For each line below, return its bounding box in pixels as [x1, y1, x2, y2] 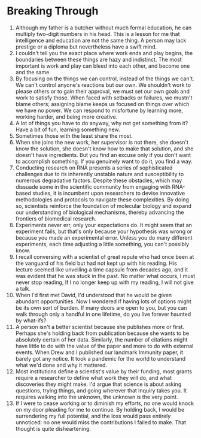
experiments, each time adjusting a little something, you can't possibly [15, 240, 190, 247]
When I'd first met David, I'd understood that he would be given [15, 291, 172, 298]
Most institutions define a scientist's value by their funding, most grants [15, 367, 192, 375]
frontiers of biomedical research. [15, 215, 97, 222]
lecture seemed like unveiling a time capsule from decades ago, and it [15, 265, 188, 273]
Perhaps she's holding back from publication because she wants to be [15, 330, 190, 337]
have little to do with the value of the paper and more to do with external [15, 342, 194, 349]
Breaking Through [7, 4, 99, 18]
